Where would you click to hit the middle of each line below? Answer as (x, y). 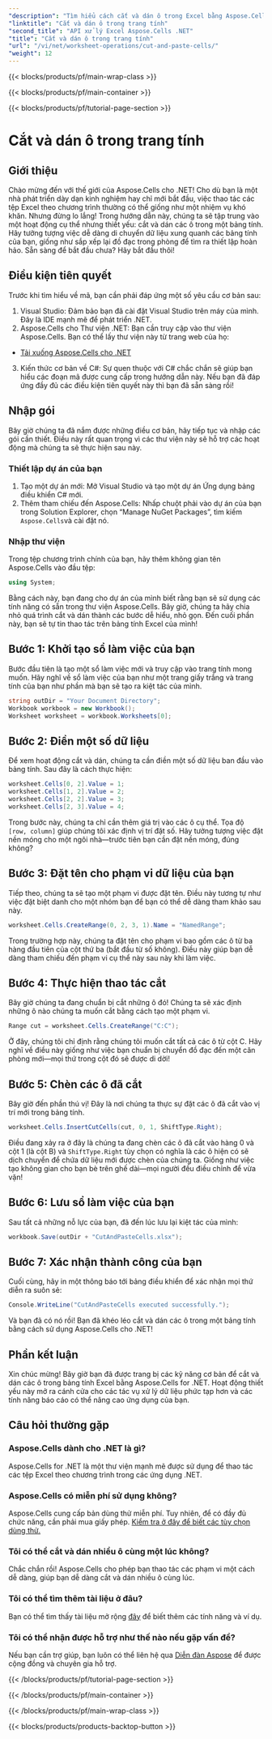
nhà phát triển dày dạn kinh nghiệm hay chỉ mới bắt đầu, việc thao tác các (132, 198)
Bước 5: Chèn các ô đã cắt (75, 1084)
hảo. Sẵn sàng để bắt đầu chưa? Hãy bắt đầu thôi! (92, 250)
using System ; (32, 583)
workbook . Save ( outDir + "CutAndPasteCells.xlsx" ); (96, 1237)
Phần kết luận (43, 1355)
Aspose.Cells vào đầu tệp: (52, 568)
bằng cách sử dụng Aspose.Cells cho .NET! (81, 1329)
